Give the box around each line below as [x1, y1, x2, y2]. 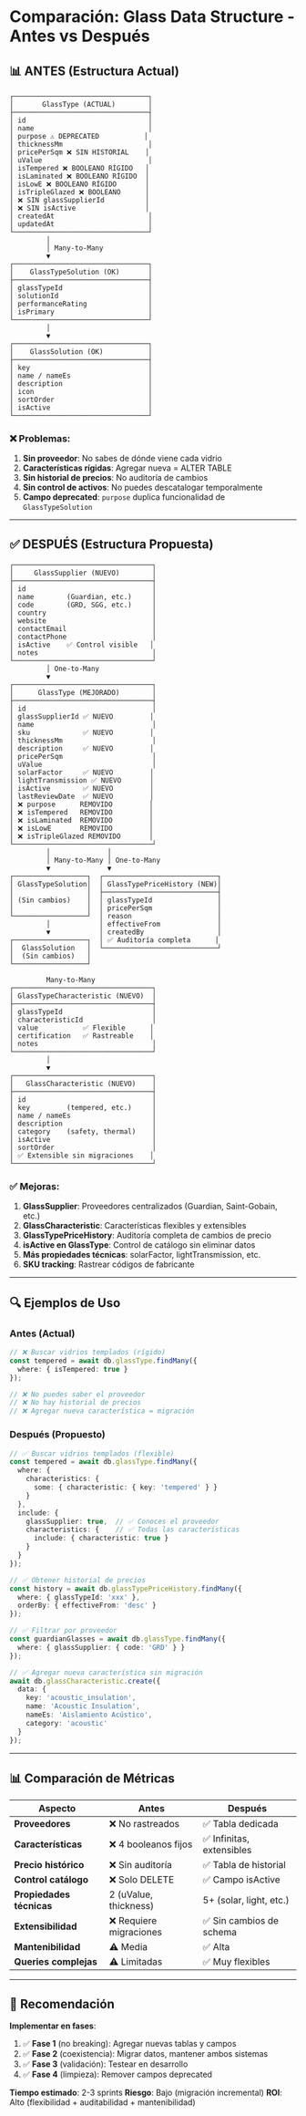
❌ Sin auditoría [108, 1859, 173, 1872]
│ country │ [9, 608, 157, 617]
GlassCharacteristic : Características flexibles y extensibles [22, 1220, 247, 1231]
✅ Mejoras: [9, 1180, 60, 1193]
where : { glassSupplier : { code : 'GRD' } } [17, 1643, 185, 1652]
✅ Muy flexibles [202, 1955, 270, 1968]
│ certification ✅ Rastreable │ [9, 1032, 155, 1041]
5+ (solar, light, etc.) [202, 1894, 290, 1907]
